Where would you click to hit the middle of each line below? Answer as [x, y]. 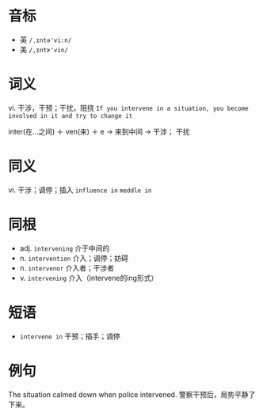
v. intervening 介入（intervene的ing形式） [89, 278]
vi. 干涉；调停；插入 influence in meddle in [80, 190]
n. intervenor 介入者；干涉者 [67, 268]
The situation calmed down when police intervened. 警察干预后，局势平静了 [132, 394]
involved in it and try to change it [71, 115]
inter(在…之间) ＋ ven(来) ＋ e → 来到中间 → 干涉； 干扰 [99, 131]
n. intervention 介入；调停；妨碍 [74, 258]
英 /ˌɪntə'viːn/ [46, 40]
